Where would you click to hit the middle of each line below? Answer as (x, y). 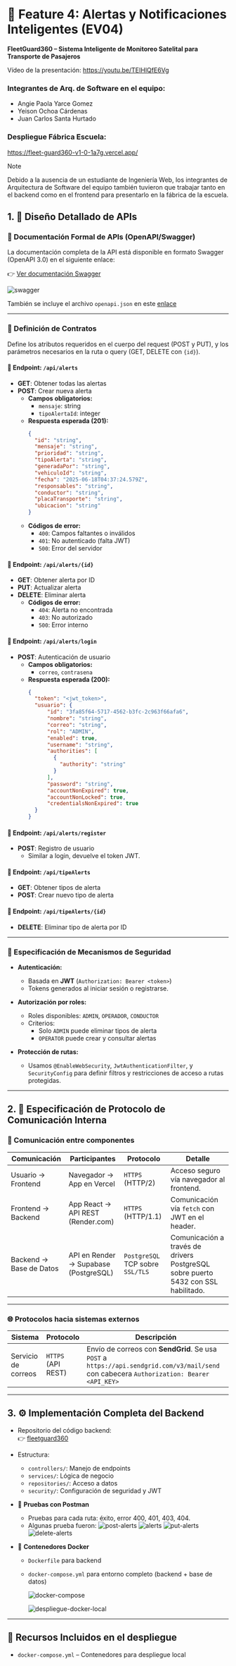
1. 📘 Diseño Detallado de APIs (72, 217)
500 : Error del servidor (70, 549)
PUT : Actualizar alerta (49, 587)
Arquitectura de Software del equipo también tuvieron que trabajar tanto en (116, 187)
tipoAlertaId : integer (69, 413)
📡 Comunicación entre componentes (71, 1140)
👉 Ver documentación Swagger (54, 274)
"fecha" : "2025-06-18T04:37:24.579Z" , (91, 479)
